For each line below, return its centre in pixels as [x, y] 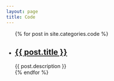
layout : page [22, 11]
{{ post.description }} [40, 66]
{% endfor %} [32, 72]
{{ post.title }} [41, 52]
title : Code [21, 17]
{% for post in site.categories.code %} [61, 33]
